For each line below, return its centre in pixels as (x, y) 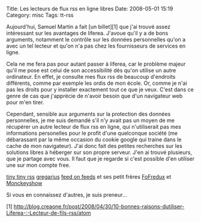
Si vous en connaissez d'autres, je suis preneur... (67, 195)
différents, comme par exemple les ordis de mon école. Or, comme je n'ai (97, 83)
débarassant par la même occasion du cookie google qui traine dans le (94, 140)
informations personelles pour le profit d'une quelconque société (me (92, 133)
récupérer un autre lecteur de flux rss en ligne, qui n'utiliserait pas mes (94, 127)
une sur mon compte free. (38, 165)
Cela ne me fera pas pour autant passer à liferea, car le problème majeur (96, 64)
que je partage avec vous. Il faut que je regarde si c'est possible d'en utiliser (100, 159)
